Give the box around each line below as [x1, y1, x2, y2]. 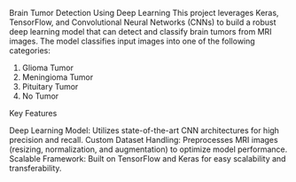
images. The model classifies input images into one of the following [9, 36, 255, 46]
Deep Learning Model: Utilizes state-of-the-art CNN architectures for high [9, 125, 279, 136]
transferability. [9, 163, 62, 173]
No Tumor [21, 91, 59, 101]
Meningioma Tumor [21, 72, 94, 83]
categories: [9, 45, 51, 56]
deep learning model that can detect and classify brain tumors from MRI [9, 27, 272, 36]
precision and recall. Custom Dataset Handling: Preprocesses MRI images [9, 135, 278, 145]
